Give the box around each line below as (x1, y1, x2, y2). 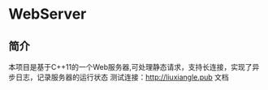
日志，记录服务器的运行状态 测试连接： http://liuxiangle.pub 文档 (15, 72, 229, 82)
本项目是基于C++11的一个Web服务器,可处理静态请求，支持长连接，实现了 (8, 62, 253, 71)
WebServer (8, 5, 87, 24)
